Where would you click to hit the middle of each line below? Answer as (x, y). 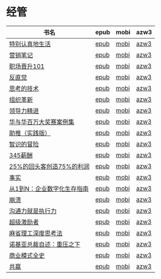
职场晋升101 (27, 66)
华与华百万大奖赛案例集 (42, 122)
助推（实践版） (30, 133)
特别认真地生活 (30, 44)
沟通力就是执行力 (33, 211)
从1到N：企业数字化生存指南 (49, 189)
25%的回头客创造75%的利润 (49, 166)
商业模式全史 (27, 255)
